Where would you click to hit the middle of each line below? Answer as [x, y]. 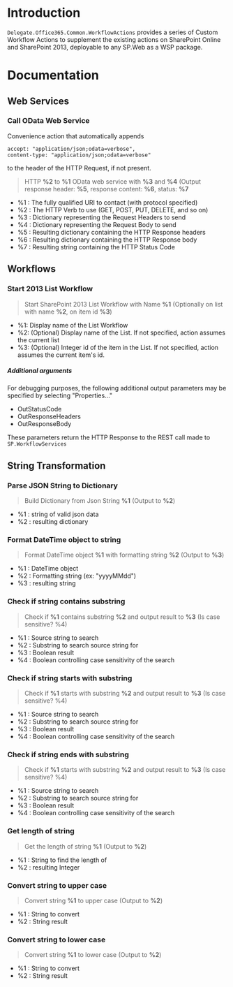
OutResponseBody [44, 424]
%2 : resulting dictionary [53, 522]
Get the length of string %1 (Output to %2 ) [85, 846]
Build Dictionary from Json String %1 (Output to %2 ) [100, 501]
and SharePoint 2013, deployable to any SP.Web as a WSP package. [105, 47]
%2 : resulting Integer [48, 867]
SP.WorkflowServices [37, 444]
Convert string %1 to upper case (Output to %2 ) [93, 900]
